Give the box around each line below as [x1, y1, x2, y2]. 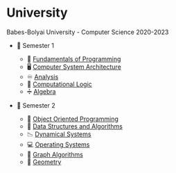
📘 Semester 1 [16, 41, 55, 49]
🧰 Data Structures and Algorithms [26, 122, 123, 130]
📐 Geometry [26, 158, 62, 166]
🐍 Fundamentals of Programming [26, 54, 121, 63]
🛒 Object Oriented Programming [26, 115, 118, 123]
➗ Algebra [26, 87, 56, 95]
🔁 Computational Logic [26, 80, 93, 88]
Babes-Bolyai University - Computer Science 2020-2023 [6, 28, 169, 36]
